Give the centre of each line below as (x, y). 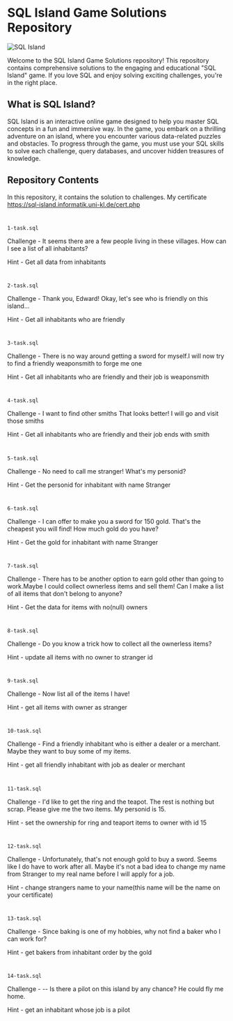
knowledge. (24, 158)
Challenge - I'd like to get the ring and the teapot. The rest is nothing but (111, 802)
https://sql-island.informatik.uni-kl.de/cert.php (74, 204)
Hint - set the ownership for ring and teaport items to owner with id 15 (107, 823)
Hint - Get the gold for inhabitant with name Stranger (83, 542)
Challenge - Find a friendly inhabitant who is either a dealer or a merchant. (114, 744)
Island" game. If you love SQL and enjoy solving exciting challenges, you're (115, 75)
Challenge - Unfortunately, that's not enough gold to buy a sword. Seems (112, 859)
